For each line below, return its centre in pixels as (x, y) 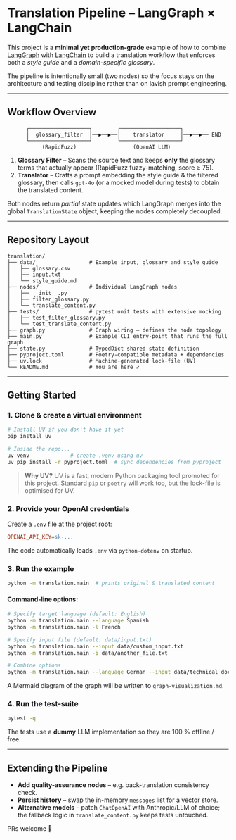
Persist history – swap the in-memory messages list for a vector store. (118, 800)
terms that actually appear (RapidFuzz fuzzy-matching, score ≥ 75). (116, 168)
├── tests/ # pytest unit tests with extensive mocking (114, 311)
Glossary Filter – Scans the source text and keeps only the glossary (116, 160)
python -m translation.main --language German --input (89, 672)
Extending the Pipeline (58, 768)
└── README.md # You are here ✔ (73, 367)
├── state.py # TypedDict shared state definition (103, 349)
